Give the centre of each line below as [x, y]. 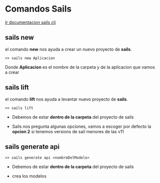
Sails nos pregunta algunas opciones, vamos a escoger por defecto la [81, 126]
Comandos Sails [38, 9]
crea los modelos [29, 176]
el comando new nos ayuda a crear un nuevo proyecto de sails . [68, 49]
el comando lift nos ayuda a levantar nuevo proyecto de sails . [66, 99]
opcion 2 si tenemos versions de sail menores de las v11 [68, 131]
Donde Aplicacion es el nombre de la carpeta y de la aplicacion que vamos [80, 67]
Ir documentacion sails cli [30, 22]
